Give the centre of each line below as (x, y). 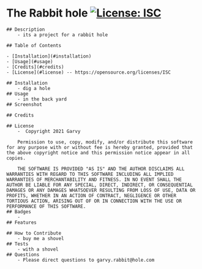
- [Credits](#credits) (35, 67)
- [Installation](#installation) (49, 56)
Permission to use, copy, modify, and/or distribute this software (105, 142)
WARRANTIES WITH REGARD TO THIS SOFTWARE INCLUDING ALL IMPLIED (90, 174)
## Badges (19, 211)
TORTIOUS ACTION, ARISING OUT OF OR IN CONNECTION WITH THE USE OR (94, 201)
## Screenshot (24, 104)
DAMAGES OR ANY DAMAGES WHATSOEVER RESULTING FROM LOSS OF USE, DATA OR (101, 190)
